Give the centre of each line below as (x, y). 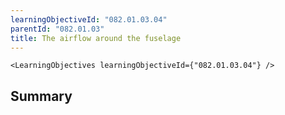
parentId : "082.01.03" (57, 29)
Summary (41, 96)
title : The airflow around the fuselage (96, 38)
